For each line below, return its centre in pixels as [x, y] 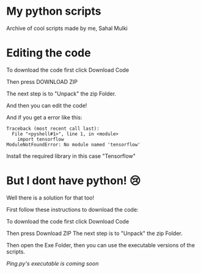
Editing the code [49, 53]
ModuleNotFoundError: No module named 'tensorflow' [73, 144]
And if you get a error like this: [44, 117]
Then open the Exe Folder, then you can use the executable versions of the [101, 245]
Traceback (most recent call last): [53, 129]
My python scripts [54, 11]
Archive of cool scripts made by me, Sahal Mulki [67, 28]
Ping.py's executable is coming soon [53, 263]
